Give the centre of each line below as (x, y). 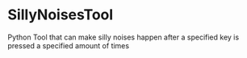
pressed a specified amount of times (69, 45)
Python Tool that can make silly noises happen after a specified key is (123, 37)
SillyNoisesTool (61, 15)
